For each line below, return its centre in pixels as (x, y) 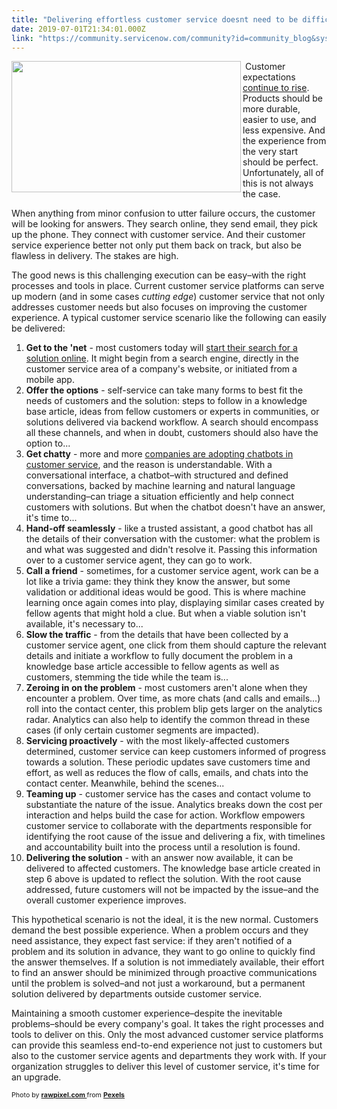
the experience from (284, 141)
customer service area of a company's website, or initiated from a (161, 369)
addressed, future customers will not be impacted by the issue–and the (172, 890)
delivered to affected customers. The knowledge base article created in (173, 868)
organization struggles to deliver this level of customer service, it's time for (165, 1067)
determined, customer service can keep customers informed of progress (176, 752)
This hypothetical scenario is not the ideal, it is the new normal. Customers (165, 920)
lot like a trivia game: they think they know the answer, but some (158, 582)
